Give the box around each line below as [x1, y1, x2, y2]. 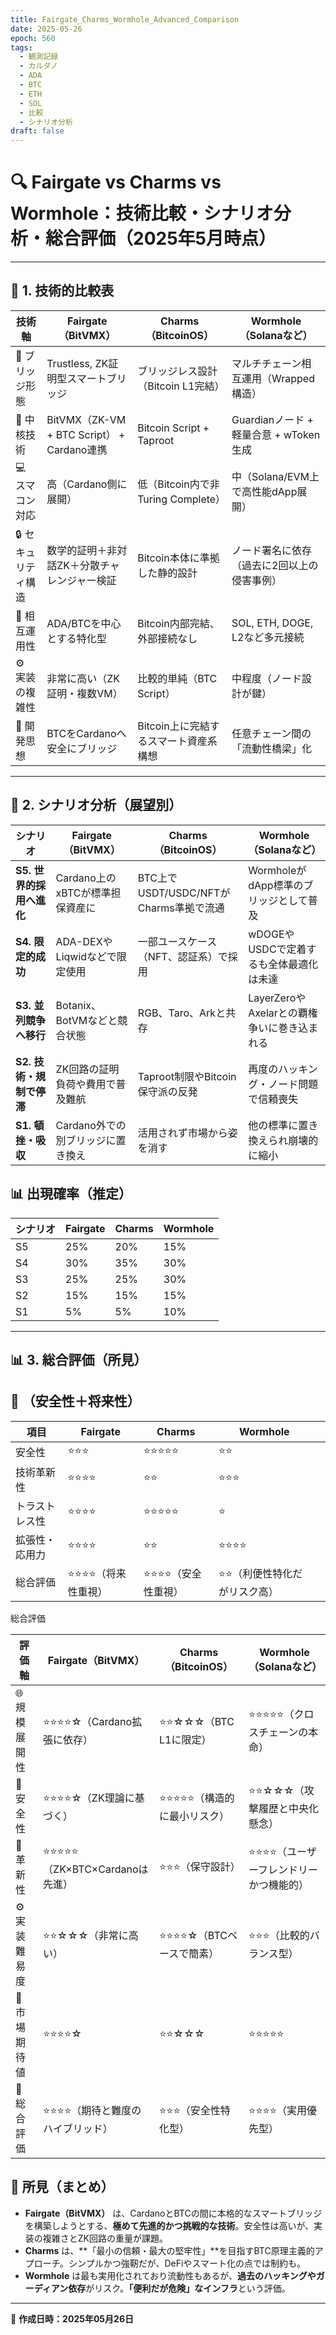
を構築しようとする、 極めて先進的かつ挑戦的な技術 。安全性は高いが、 [24, 2219, 315, 2231]
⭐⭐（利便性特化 [218, 1566, 293, 1580]
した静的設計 [137, 566, 198, 580]
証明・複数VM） [46, 686, 123, 700]
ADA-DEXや [55, 934, 113, 948]
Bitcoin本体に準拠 [137, 551, 220, 565]
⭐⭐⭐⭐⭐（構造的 [159, 1791, 235, 1805]
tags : [10, 42, 33, 53]
